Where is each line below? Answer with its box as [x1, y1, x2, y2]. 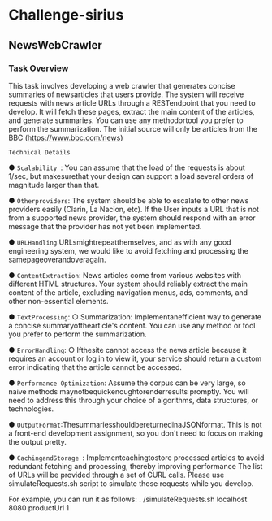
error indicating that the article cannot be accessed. [8, 362, 183, 371]
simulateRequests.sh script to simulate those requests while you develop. [8, 478, 254, 488]
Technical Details [8, 148, 71, 156]
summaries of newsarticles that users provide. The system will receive [8, 89, 244, 99]
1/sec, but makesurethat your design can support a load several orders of [8, 171, 254, 180]
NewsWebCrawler [8, 38, 103, 52]
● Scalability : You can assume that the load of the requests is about [8, 163, 245, 172]
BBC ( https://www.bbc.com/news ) [8, 132, 123, 142]
